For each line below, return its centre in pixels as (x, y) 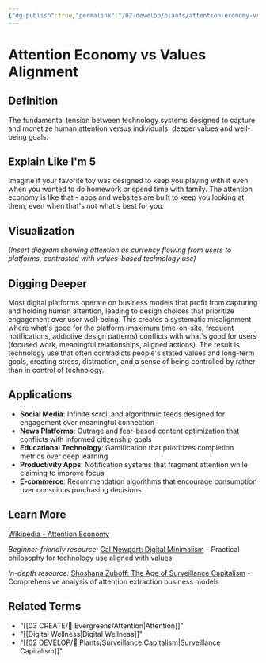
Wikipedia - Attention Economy (59, 534)
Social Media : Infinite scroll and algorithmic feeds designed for (122, 414)
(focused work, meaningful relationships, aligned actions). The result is (124, 345)
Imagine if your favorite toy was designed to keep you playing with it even (128, 181)
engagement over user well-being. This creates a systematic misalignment (130, 320)
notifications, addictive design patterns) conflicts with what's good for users (133, 336)
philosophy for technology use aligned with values (90, 558)
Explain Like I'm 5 (52, 162)
